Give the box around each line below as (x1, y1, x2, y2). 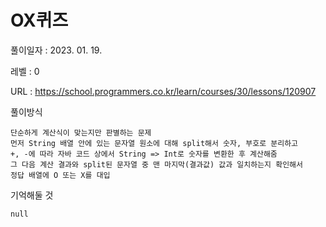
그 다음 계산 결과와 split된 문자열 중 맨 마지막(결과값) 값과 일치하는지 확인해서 (10, 159, 303, 170)
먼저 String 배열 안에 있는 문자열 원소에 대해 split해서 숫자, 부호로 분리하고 (10, 138, 299, 148)
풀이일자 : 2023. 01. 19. (10, 44, 103, 56)
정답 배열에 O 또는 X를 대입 (10, 170, 111, 180)
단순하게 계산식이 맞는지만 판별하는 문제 (10, 127, 152, 138)
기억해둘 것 (10, 189, 54, 201)
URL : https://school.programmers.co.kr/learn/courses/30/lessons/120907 (10, 85, 317, 97)
